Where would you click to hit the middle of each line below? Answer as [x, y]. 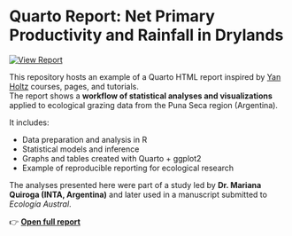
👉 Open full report [45, 221]
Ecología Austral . [41, 204]
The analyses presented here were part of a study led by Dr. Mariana [135, 185]
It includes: [29, 122]
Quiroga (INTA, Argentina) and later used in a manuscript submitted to [138, 194]
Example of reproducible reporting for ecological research [128, 168]
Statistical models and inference [81, 149]
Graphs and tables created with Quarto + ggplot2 [111, 158]
